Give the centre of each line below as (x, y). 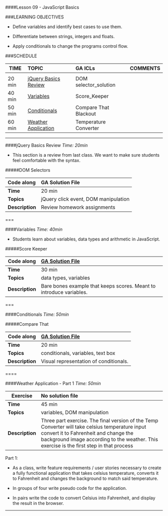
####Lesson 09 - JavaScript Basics (42, 7)
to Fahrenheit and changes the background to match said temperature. (85, 478)
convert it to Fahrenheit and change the (87, 433)
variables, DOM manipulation (75, 412)
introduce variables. (64, 292)
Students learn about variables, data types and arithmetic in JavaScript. (86, 239)
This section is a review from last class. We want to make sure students (86, 155)
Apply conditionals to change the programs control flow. (70, 46)
